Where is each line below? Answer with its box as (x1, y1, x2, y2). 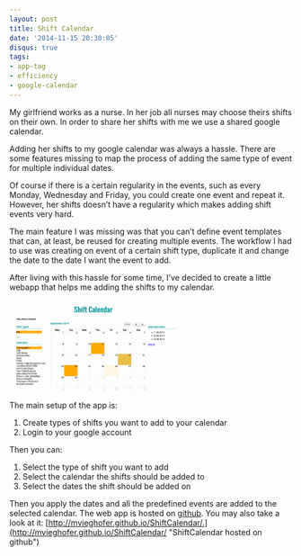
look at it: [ (9, 517, 49, 528)
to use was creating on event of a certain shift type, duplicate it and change (9, 245, 289, 256)
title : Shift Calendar (9, 23, 94, 33)
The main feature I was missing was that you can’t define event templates (9, 226, 282, 237)
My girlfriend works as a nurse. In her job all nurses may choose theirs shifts (9, 106, 292, 117)
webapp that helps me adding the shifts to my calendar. (9, 282, 216, 292)
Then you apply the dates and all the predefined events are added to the (9, 498, 277, 508)
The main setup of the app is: (9, 399, 119, 410)
